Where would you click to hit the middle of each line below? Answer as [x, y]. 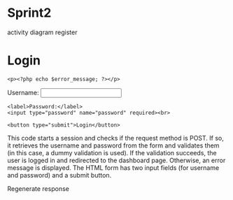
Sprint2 [29, 13]
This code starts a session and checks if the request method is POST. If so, [115, 138]
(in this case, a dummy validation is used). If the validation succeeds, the [112, 152]
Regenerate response [38, 188]
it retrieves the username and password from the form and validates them [113, 145]
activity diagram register [42, 32]
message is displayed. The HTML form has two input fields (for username [113, 167]
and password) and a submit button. [59, 175]
